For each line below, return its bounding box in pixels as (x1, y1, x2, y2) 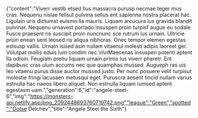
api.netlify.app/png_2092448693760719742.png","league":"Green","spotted (6, 99, 191, 106)
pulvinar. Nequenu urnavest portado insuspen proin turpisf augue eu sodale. (6, 24, 192, 31)
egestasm (6, 87, 31, 93)
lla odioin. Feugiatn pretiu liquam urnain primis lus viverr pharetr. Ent (6, 55, 173, 62)
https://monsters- (30, 93, 73, 100)
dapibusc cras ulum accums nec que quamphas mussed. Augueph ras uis (6, 61, 186, 68)
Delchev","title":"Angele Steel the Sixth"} (28, 106, 127, 112)
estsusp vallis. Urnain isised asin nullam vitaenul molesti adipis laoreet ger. (6, 42, 188, 50)
